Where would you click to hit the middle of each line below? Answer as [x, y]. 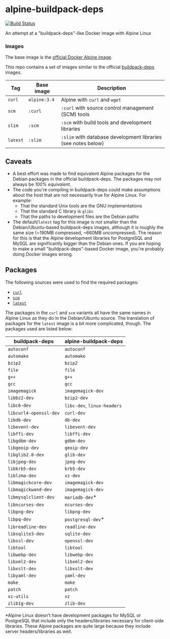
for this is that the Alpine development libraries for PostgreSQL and [82, 238]
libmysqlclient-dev [31, 497]
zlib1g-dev [21, 603]
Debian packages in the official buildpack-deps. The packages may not [87, 179]
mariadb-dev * [81, 497]
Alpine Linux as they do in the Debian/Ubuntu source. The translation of [80, 318]
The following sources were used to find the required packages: [72, 282]
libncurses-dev [26, 505]
